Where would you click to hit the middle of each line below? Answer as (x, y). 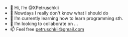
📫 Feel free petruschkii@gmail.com (47, 29)
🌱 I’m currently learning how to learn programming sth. (67, 18)
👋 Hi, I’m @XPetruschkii (34, 8)
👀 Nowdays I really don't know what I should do (59, 13)
